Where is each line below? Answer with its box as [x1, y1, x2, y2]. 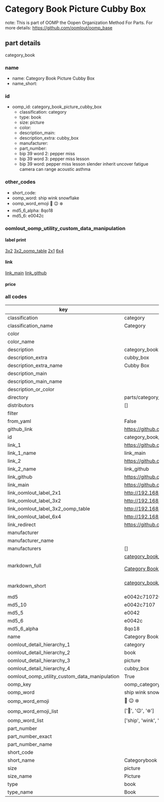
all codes [5, 293, 27, 300]
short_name [7, 756, 35, 763]
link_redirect [7, 521, 36, 528]
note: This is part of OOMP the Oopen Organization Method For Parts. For [5, 20, 153, 25]
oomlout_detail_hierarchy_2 [7, 649, 70, 656]
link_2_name [7, 465, 37, 472]
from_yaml [7, 418, 32, 425]
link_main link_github [5, 270, 47, 276]
